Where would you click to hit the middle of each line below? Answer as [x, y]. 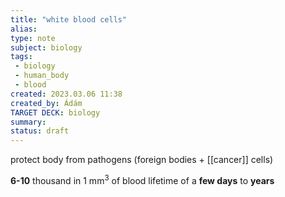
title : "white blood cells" [69, 19]
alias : [24, 29]
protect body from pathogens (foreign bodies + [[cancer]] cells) [142, 160]
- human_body [42, 76]
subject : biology [46, 47]
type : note [33, 38]
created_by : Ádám [46, 103]
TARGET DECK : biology [55, 112]
